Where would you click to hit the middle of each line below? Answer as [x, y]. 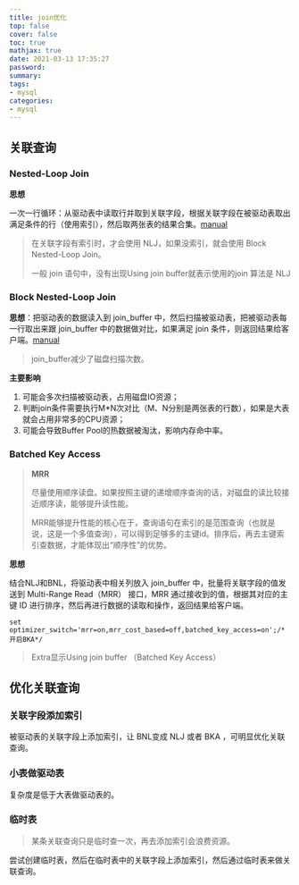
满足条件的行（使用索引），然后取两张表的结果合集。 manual [118, 223]
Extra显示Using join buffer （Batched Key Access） [126, 657]
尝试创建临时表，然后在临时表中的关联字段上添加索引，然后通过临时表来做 [146, 860]
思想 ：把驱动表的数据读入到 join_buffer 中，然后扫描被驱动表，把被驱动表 [144, 317]
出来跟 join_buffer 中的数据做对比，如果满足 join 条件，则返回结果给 [157, 329]
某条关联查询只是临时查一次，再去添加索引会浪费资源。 [133, 840]
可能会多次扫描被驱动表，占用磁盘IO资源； [101, 397]
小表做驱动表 [37, 773]
